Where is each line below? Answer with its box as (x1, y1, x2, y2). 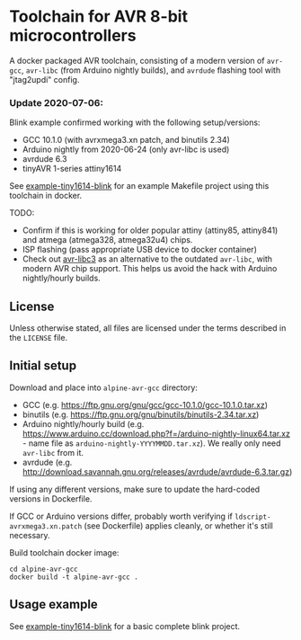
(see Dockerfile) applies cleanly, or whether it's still (84, 520, 274, 531)
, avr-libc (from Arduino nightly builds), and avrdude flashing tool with (21, 65, 281, 76)
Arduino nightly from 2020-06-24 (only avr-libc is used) (22, 144, 230, 155)
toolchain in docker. (9, 191, 83, 201)
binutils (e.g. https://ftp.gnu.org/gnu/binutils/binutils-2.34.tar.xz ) (22, 409, 260, 420)
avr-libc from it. (22, 447, 84, 458)
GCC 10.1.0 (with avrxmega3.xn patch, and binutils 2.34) (22, 135, 231, 146)
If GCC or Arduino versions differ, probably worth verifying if (9, 511, 234, 521)
